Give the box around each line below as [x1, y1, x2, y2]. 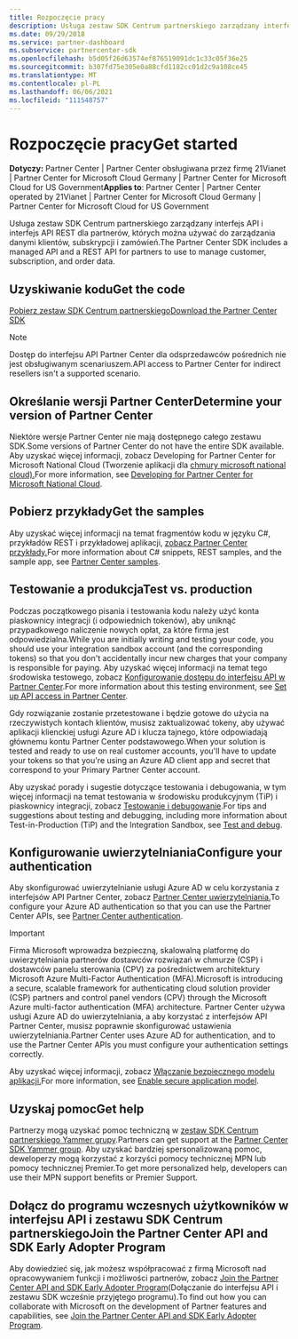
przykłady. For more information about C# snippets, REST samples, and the [9, 546, 282, 557]
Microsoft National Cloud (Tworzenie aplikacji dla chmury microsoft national [9, 459, 286, 470]
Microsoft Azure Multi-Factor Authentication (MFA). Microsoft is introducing [9, 974, 284, 984]
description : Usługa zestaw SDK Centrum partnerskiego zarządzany [9, 21, 260, 30]
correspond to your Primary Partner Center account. [9, 764, 201, 775]
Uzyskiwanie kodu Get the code [9, 282, 186, 297]
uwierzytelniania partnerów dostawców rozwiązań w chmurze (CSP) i [9, 954, 263, 965]
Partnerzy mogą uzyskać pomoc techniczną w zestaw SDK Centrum [9, 1125, 259, 1136]
